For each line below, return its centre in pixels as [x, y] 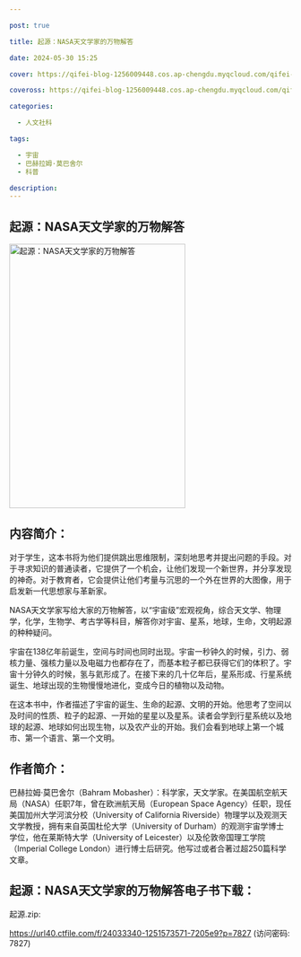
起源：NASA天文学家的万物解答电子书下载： [132, 891]
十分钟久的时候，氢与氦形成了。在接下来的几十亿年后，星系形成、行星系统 [154, 673]
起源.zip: [25, 914]
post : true [30, 25]
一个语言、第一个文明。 [76, 738]
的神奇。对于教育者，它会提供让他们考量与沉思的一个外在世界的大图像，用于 [150, 579]
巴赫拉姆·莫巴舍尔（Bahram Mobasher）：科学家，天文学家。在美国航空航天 [149, 792]
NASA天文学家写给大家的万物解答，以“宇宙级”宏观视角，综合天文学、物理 [146, 610]
